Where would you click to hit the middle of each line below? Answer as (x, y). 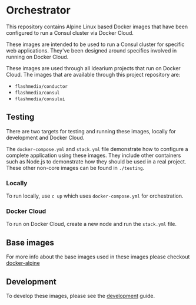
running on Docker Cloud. (37, 57)
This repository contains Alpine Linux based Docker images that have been (97, 27)
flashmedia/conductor (41, 86)
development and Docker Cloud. (45, 137)
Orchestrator (38, 10)
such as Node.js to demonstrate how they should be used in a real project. (96, 161)
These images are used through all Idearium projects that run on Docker (93, 68)
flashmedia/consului (40, 99)
